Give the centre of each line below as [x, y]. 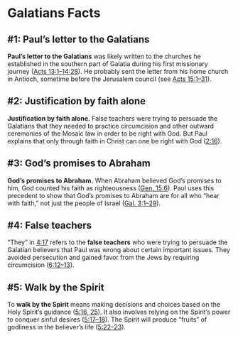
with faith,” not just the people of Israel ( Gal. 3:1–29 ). [84, 203]
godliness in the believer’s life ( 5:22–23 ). [67, 327]
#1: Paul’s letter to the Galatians [79, 39]
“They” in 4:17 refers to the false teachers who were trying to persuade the [118, 242]
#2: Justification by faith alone [77, 101]
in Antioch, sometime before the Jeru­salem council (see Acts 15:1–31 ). [109, 79]
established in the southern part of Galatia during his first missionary [108, 64]
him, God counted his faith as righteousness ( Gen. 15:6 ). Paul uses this [111, 188]
